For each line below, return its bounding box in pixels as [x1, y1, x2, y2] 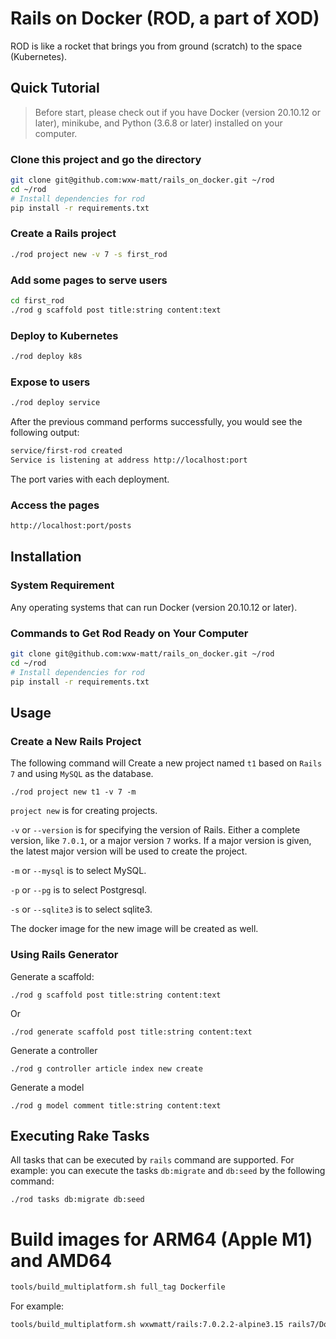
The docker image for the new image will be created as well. [10, 923, 259, 935]
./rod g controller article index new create [10, 1063, 203, 1074]
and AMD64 [10, 1249, 113, 1272]
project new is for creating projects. [10, 805, 158, 817]
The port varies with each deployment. [10, 473, 170, 485]
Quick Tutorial [10, 80, 100, 97]
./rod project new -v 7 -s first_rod [10, 249, 168, 259]
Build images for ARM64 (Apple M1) [10, 1228, 313, 1251]
